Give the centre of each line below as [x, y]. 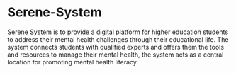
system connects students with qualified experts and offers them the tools [116, 47]
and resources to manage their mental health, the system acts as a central [116, 55]
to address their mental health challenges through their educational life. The [118, 39]
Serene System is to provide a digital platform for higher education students [118, 32]
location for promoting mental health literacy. [73, 62]
